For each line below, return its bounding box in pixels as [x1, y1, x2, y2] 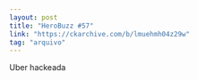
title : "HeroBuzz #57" [9, 21, 94, 30]
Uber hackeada [9, 62, 66, 73]
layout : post [9, 12, 58, 22]
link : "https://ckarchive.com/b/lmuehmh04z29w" [9, 29, 191, 38]
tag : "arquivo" [9, 37, 66, 47]
